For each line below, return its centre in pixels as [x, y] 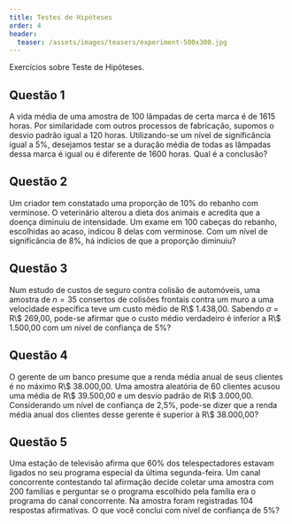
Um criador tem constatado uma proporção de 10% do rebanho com [134, 203]
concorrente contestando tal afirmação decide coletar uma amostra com [142, 482]
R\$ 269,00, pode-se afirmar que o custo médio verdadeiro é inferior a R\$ [145, 318]
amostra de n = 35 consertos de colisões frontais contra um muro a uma [142, 299]
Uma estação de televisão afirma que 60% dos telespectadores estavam [142, 463]
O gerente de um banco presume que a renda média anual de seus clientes [146, 376]
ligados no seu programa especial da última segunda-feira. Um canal [135, 473]
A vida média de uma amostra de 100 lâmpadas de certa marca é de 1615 [142, 117]
